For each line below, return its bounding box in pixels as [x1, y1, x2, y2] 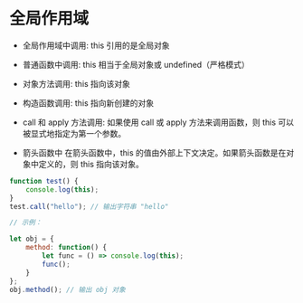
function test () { [9, 176, 79, 185]
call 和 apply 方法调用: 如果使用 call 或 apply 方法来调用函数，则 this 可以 [22, 117, 295, 128]
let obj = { [9, 234, 54, 244]
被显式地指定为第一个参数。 [22, 128, 127, 138]
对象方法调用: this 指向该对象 [22, 78, 131, 89]
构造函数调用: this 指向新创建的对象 [22, 97, 155, 109]
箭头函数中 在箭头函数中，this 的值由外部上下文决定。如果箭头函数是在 [22, 147, 287, 158]
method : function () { [25, 243, 107, 252]
